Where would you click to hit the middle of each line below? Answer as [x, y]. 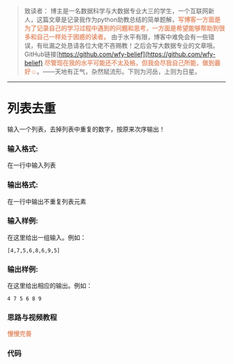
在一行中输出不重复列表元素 [47, 201]
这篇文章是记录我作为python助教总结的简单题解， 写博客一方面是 [128, 19]
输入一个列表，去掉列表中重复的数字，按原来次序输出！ [86, 129]
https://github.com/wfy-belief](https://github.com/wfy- [137, 54]
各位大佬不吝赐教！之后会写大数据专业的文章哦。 [149, 45]
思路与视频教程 [32, 318]
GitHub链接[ [41, 54]
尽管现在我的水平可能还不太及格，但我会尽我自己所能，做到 [129, 63]
